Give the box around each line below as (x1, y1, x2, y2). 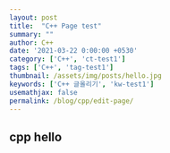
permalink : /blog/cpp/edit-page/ (9, 96, 134, 106)
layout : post (9, 13, 58, 22)
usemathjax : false (9, 88, 78, 97)
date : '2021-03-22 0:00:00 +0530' (9, 47, 139, 55)
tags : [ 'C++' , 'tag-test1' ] (9, 64, 115, 72)
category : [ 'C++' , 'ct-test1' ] (9, 55, 126, 64)
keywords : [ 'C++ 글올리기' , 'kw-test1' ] (9, 80, 155, 89)
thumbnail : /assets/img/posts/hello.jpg (9, 72, 163, 81)
